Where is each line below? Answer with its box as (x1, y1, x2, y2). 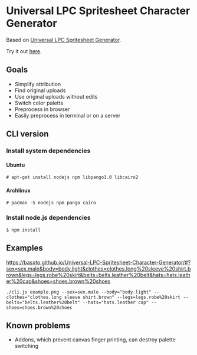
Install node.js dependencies (6, 214, 91, 222)
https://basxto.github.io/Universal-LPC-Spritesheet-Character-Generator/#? (6, 259, 191, 266)
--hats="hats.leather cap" (82, 299, 149, 305)
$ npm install (6, 227, 41, 233)
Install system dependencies (6, 146, 91, 155)
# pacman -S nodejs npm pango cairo (6, 200, 96, 206)
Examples (6, 243, 43, 253)
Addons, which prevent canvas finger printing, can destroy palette (14, 336, 176, 343)
